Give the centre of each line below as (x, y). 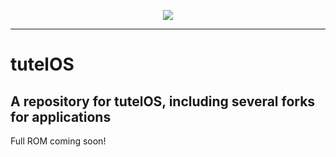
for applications (61, 116)
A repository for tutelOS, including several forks (163, 101)
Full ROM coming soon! (58, 141)
